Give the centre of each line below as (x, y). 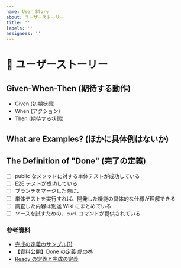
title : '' (18, 22)
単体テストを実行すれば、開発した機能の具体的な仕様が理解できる (95, 198)
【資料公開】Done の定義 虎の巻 (54, 251)
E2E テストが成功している (46, 183)
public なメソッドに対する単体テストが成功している (77, 176)
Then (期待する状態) (39, 118)
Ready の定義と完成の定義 (46, 259)
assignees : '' (24, 34)
